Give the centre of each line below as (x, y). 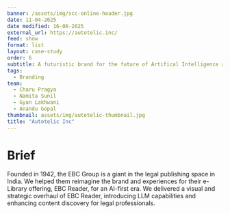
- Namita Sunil (35, 96)
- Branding (29, 77)
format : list (26, 45)
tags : (15, 70)
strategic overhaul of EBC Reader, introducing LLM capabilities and (102, 196)
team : (15, 83)
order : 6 (20, 58)
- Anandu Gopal (35, 109)
